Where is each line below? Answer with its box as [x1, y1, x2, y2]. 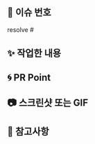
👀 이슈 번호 [7, 6, 52, 19]
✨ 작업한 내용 [7, 47, 61, 59]
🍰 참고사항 [7, 126, 50, 138]
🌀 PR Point [7, 72, 51, 83]
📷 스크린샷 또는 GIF [7, 97, 89, 109]
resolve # [7, 25, 35, 33]
